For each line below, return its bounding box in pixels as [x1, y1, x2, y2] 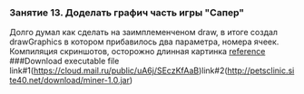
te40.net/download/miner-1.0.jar [9, 75, 130, 86]
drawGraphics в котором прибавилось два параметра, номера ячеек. [9, 36, 279, 47]
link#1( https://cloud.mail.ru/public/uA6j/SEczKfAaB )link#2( [9, 65, 229, 76]
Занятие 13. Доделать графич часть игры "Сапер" [9, 6, 245, 19]
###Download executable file [9, 56, 120, 67]
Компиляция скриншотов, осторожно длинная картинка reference [9, 46, 266, 57]
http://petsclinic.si [227, 65, 295, 76]
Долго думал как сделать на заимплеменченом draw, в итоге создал [9, 27, 279, 38]
